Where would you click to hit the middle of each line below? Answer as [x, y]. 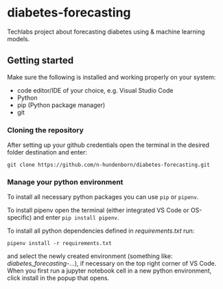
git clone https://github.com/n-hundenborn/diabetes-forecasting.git [109, 165]
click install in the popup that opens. [58, 278]
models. [19, 38]
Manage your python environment [65, 182]
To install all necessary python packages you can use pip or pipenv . [103, 197]
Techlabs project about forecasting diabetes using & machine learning [106, 32]
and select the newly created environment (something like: [90, 256]
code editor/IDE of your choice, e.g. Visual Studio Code [95, 90]
